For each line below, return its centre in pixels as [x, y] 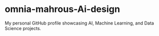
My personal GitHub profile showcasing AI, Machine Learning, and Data [79, 23]
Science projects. [23, 28]
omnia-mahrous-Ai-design [62, 9]
